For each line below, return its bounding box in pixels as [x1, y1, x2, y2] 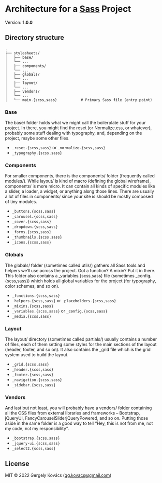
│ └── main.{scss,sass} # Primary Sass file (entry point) [5, 97, 152, 103]
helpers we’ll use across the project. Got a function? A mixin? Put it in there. [5, 267, 156, 273]
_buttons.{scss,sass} [12, 209, 56, 214]
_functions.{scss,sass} [12, 293, 60, 298]
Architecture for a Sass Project [5, 3, 132, 15]
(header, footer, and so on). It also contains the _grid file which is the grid [5, 346, 151, 352]
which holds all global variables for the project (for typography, [30, 278, 156, 284]
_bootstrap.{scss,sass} [12, 436, 60, 441]
